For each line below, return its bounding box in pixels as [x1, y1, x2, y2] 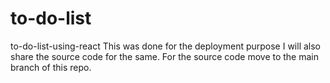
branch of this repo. [10, 61, 92, 73]
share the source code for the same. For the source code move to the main [10, 50, 320, 62]
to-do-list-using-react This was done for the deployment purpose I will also [10, 40, 322, 52]
